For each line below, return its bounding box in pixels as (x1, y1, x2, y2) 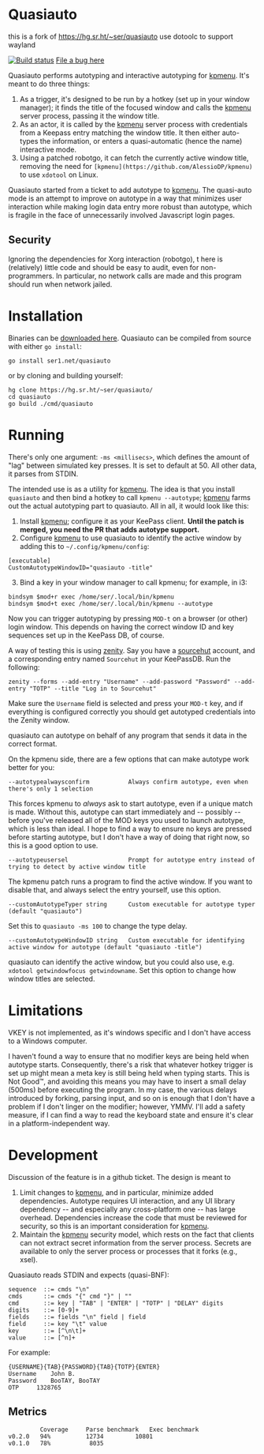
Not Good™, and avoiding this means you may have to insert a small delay (8, 1076, 247, 1086)
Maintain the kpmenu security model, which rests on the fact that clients (19, 1230, 255, 1239)
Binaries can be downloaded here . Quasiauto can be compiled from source (8, 333, 252, 343)
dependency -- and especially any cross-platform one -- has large (19, 1204, 236, 1214)
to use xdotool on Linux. (19, 170, 99, 179)
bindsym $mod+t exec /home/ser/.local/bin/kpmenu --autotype (8, 599, 214, 607)
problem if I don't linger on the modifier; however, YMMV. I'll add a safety (8, 1102, 246, 1111)
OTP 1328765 (8, 1384, 61, 1392)
